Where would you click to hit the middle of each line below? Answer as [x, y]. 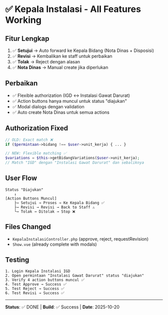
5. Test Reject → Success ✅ [35, 289]
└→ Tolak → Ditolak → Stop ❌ [45, 211]
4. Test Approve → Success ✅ [36, 285]
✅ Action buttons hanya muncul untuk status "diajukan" [70, 101]
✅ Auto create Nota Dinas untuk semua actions [61, 112]
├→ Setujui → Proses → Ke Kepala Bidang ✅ [59, 203]
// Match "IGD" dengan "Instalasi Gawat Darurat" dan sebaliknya [74, 163]
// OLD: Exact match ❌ [29, 140]
